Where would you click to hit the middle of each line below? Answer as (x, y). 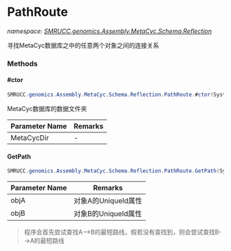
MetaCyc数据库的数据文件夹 (47, 108)
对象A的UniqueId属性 (108, 201)
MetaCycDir (30, 137)
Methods (22, 63)
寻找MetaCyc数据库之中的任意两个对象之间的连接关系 (83, 45)
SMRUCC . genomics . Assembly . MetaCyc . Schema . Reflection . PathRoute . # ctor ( (110, 95)
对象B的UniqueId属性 (108, 214)
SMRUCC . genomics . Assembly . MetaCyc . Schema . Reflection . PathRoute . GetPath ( (113, 171)
